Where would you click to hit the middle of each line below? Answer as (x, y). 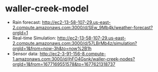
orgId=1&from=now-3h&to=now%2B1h (52, 48)
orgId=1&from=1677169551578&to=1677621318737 (64, 64)
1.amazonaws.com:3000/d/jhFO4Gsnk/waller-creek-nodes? (74, 59)
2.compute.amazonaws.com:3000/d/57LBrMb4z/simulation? (75, 43)
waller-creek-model (47, 9)
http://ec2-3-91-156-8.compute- (73, 54)
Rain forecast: (27, 22)
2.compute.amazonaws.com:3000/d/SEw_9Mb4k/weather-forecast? (82, 27)
